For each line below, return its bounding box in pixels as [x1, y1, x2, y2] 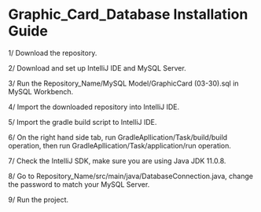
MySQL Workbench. [8, 86, 74, 96]
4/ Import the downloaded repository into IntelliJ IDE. [8, 102, 180, 111]
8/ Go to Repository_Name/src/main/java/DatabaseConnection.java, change [8, 171, 254, 181]
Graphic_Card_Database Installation [8, 5, 248, 24]
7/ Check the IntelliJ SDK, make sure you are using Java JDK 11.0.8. [8, 155, 226, 166]
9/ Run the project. [8, 195, 69, 204]
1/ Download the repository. [8, 48, 97, 57]
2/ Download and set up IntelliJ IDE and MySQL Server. [8, 63, 186, 72]
